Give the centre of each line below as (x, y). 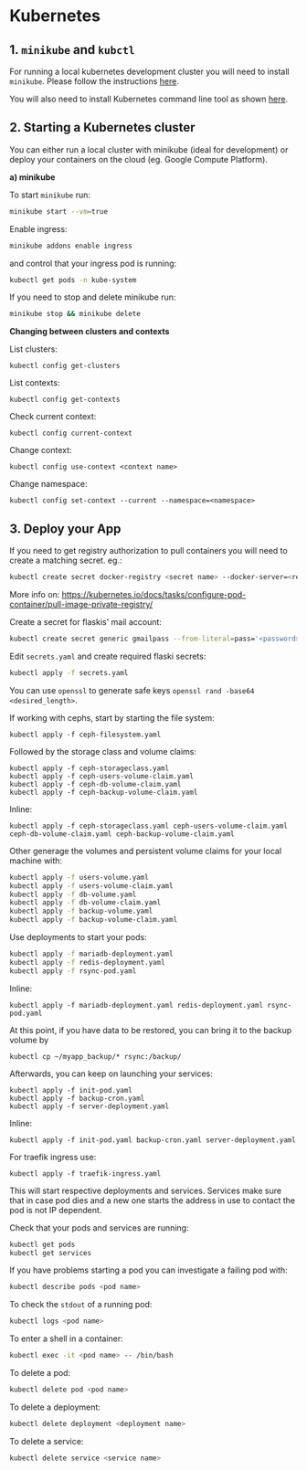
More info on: (35, 594)
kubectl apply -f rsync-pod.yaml (73, 971)
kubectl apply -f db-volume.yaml (73, 894)
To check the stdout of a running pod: (81, 1305)
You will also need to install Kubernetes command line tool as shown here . (149, 99)
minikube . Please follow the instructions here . (95, 81)
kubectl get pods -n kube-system (73, 280)
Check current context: (53, 417)
